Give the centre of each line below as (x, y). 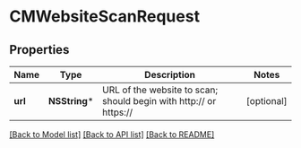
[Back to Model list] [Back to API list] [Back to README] (112, 135)
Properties (39, 50)
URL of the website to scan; (160, 90)
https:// (117, 112)
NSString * (71, 101)
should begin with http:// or (159, 101)
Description (170, 75)
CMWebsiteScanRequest (104, 17)
